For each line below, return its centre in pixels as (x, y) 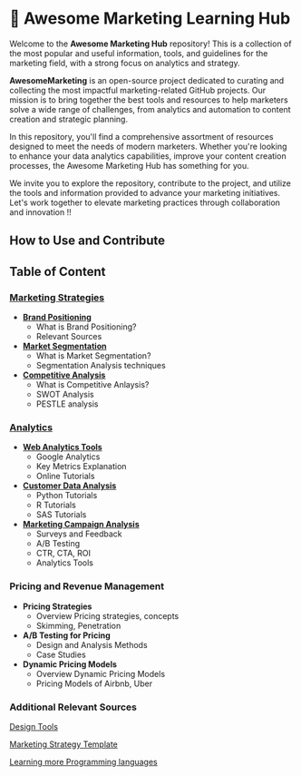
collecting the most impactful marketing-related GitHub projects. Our (138, 90)
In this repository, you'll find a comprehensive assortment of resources (141, 136)
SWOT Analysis (65, 395)
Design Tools (34, 726)
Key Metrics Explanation (81, 467)
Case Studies (61, 654)
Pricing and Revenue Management (87, 586)
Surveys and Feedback (79, 534)
